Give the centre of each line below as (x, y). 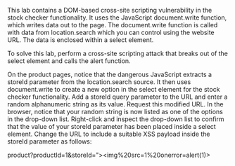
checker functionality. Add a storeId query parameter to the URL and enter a (118, 97)
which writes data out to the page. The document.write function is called (113, 25)
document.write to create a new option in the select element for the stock (114, 89)
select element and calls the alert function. (69, 61)
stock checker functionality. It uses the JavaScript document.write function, (117, 18)
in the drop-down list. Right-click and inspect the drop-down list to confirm (116, 119)
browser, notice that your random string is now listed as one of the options (115, 112)
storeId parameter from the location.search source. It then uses (99, 82)
